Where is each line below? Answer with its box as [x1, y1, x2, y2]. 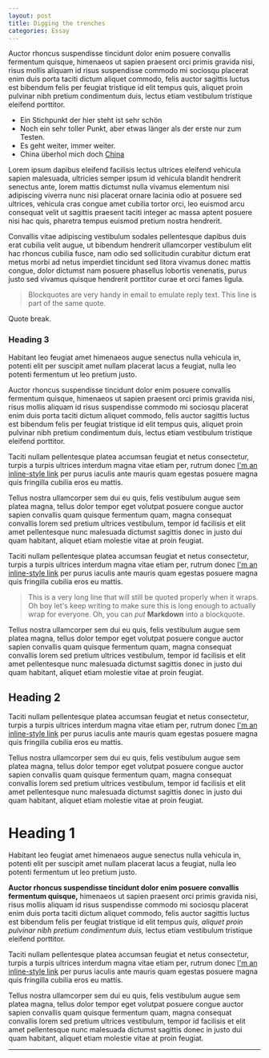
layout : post [8, 11, 52, 20]
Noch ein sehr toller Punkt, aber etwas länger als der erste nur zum [19, 124, 242, 133]
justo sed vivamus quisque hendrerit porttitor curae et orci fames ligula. [8, 275, 244, 284]
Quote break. [8, 314, 52, 324]
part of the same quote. [27, 299, 106, 308]
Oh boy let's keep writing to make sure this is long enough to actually [27, 600, 256, 610]
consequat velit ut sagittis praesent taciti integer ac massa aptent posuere [8, 208, 252, 218]
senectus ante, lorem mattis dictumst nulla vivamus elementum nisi [8, 182, 230, 192]
